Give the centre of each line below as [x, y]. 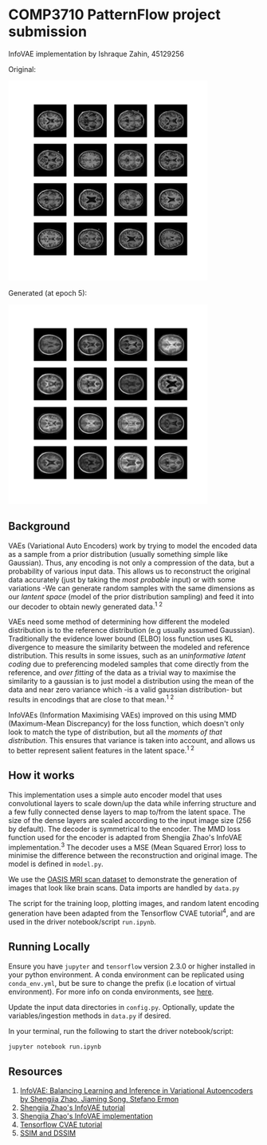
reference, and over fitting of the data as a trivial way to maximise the [122, 673]
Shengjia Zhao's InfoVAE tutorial [73, 1107]
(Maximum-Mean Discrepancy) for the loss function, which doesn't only [126, 724]
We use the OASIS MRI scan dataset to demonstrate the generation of [123, 880]
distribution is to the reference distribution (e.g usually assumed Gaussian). [132, 630]
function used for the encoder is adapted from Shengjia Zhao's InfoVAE [126, 837]
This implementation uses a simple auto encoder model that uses [115, 795]
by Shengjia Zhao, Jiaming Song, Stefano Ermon [99, 1099]
